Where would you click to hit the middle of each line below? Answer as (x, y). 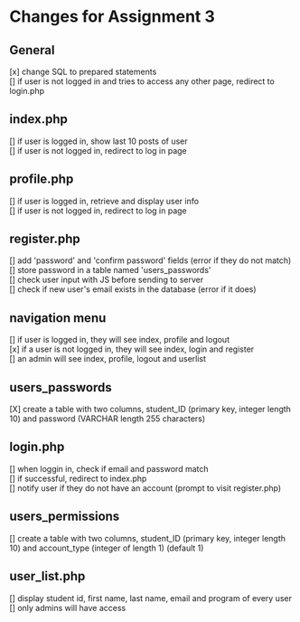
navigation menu (58, 318)
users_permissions (65, 517)
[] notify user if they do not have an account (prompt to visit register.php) (145, 488)
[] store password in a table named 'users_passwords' (110, 270)
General (33, 50)
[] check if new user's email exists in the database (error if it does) (133, 289)
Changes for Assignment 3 (112, 17)
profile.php (42, 179)
